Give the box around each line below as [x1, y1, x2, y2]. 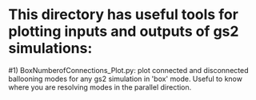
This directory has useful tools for [8, 6, 238, 24]
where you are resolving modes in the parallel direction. [8, 82, 192, 92]
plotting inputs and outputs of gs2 [8, 22, 239, 40]
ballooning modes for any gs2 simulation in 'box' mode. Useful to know [8, 74, 242, 83]
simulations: [8, 40, 93, 57]
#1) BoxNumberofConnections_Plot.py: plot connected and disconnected [8, 65, 249, 75]
